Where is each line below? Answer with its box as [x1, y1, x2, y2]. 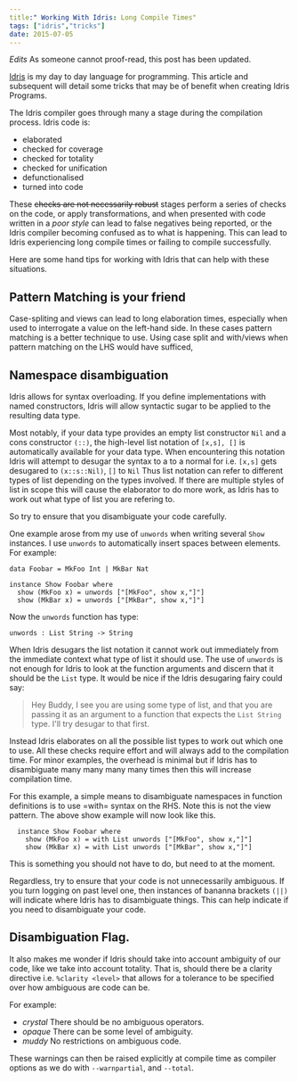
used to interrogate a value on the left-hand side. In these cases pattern [9, 323, 273, 334]
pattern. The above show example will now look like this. [9, 810, 216, 821]
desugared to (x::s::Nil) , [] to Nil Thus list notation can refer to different [9, 466, 283, 475]
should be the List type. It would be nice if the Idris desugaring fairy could [9, 673, 283, 683]
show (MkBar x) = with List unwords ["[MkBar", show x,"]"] [25, 843, 253, 852]
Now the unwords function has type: [9, 612, 140, 622]
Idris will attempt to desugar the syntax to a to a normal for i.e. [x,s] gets [9, 456, 278, 467]
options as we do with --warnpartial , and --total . [9, 1062, 194, 1073]
